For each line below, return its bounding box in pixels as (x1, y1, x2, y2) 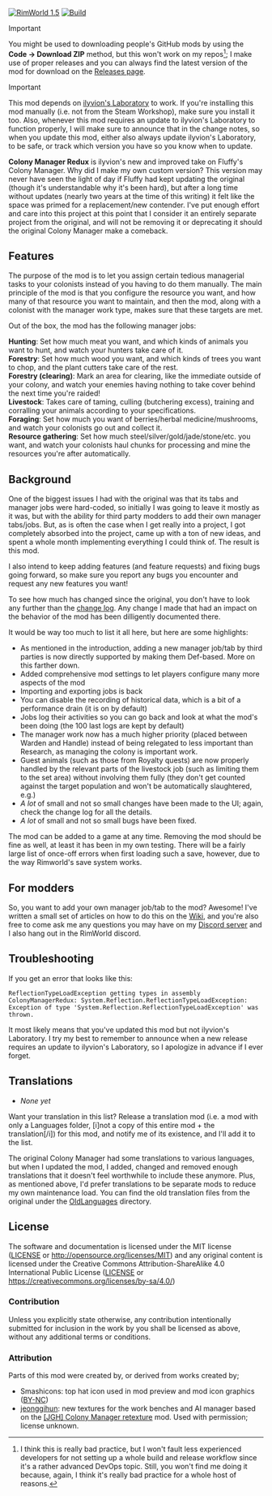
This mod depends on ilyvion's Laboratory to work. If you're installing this (8, 97, 253, 107)
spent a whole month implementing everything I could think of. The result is (8, 537, 260, 547)
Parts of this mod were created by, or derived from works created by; (8, 1371, 240, 1381)
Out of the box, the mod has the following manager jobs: (8, 321, 197, 331)
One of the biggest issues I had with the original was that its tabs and (8, 494, 239, 504)
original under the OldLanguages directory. (8, 1196, 152, 1206)
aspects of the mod (19, 678, 86, 688)
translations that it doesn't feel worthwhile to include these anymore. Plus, (8, 1170, 256, 1180)
